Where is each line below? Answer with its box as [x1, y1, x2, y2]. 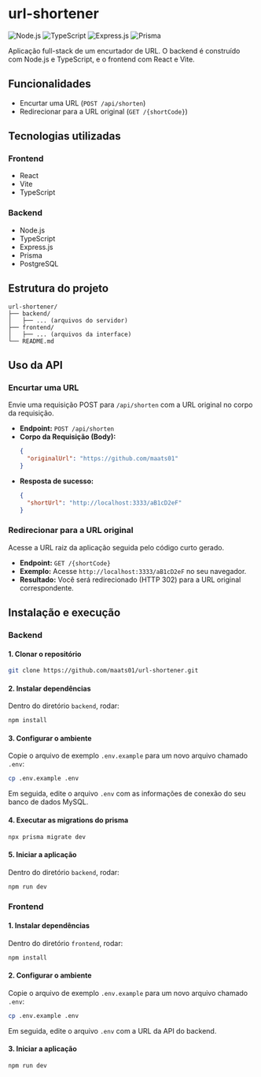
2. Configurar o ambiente [8, 971, 92, 980]
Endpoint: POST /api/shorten [19, 423, 115, 434]
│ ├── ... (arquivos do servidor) [8, 316, 128, 324]
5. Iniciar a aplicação [8, 850, 77, 859]
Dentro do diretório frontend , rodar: [8, 938, 123, 948]
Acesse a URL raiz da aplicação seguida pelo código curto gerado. [8, 542, 225, 552]
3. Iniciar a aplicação [8, 1044, 77, 1053]
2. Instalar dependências [8, 684, 92, 693]
